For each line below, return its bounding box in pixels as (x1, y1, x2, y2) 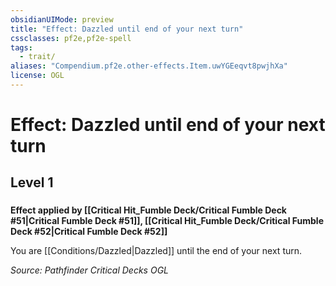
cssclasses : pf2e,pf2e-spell (10, 33, 132, 43)
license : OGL (10, 71, 65, 81)
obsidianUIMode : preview (10, 14, 114, 25)
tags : (10, 42, 33, 53)
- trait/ (19, 52, 56, 62)
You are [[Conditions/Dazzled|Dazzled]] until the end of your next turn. (10, 245, 303, 257)
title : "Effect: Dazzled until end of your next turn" (10, 24, 244, 34)
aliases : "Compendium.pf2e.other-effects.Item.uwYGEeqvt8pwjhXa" (10, 61, 288, 71)
